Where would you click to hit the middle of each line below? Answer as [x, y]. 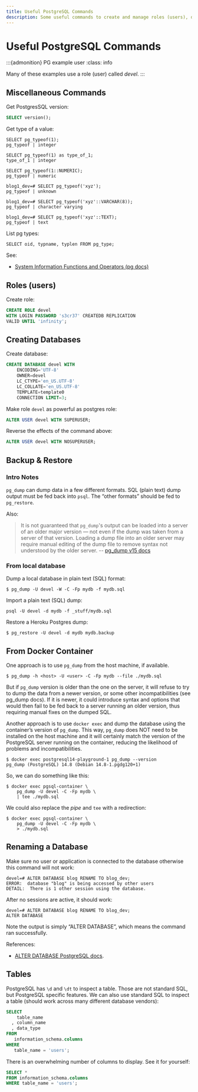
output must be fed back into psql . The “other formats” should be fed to [93, 496]
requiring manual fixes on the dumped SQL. [59, 712]
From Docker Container [50, 651]
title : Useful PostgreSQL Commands [50, 12]
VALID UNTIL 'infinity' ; [37, 321]
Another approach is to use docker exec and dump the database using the [96, 723]
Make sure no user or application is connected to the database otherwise [95, 861]
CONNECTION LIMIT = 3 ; [42, 397]
